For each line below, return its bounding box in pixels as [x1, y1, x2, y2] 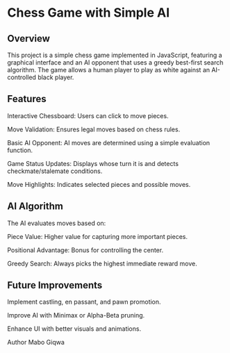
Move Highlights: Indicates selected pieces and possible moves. [7, 180, 191, 188]
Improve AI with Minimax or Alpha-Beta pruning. [7, 311, 145, 320]
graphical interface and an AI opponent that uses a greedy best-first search [7, 58, 224, 67]
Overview [7, 33, 51, 44]
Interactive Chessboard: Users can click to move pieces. [7, 111, 169, 120]
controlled [7, 73, 37, 81]
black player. [38, 73, 74, 81]
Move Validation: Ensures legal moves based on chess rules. [7, 125, 181, 133]
